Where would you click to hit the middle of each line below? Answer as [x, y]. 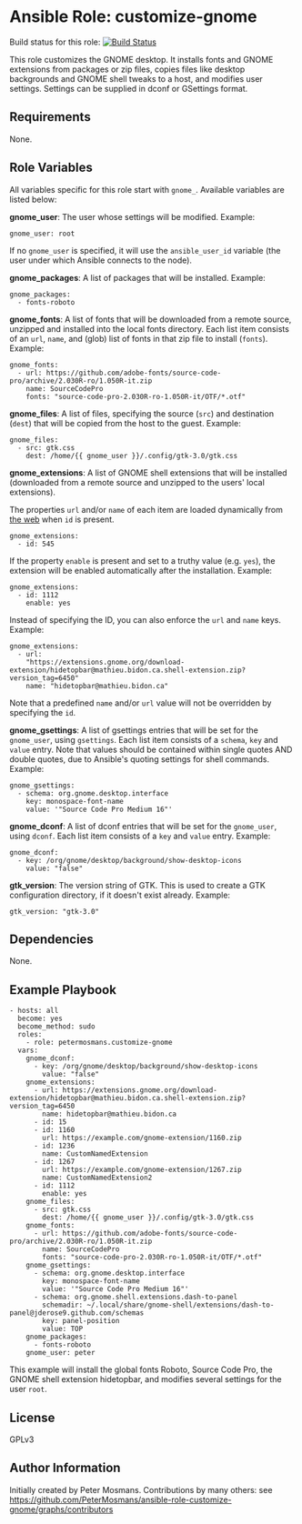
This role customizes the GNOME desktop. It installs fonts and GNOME [141, 59]
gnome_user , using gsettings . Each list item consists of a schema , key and [144, 739]
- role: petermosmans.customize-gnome [99, 1043]
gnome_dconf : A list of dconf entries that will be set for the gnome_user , [143, 826]
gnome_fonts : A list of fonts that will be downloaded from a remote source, [151, 319]
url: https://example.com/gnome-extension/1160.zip [142, 1138]
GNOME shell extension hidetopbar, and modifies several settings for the [146, 1379]
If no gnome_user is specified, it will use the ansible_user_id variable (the [145, 250]
